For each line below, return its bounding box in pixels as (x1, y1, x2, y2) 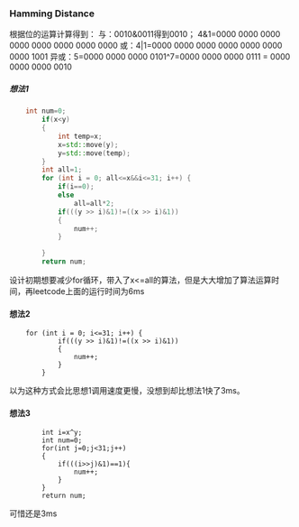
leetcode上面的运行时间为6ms (32, 286, 145, 297)
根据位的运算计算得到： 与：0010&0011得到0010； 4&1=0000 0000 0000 (9, 29, 281, 40)
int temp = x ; (57, 132, 103, 141)
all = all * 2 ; (73, 199, 115, 208)
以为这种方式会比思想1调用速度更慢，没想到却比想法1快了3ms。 (9, 385, 245, 396)
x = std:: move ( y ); (57, 140, 119, 149)
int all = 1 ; (41, 165, 83, 174)
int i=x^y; (41, 428, 83, 438)
